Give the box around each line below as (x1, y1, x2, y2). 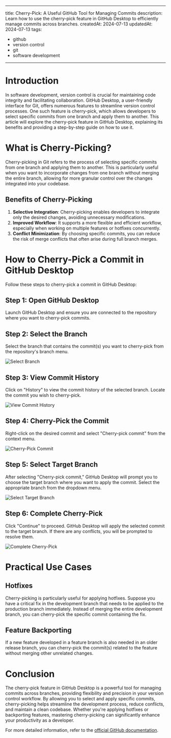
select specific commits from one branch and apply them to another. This (5, 113, 159, 120)
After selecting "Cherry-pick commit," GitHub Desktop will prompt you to (5, 474, 158, 480)
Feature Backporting (5, 626, 72, 634)
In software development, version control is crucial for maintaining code (5, 92, 156, 98)
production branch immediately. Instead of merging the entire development (5, 606, 163, 612)
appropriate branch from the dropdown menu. (5, 485, 102, 491)
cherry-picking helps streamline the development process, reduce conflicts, (5, 701, 164, 707)
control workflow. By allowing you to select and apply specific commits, (5, 696, 155, 702)
